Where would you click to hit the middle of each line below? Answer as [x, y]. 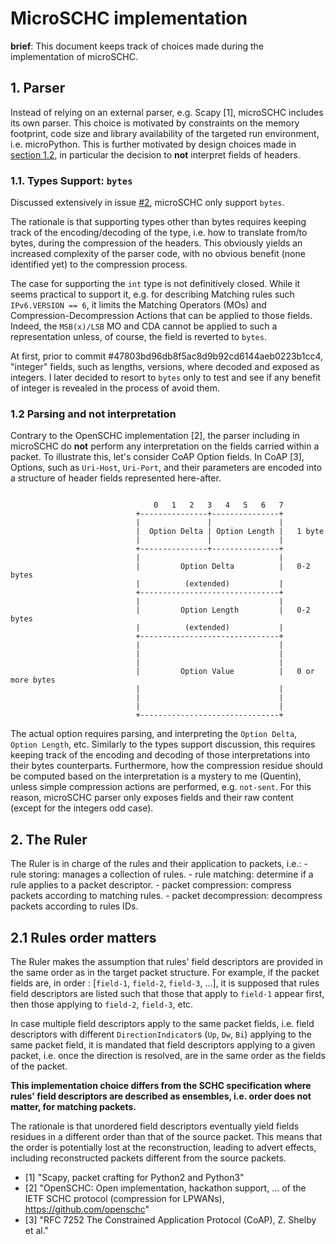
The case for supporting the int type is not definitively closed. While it [155, 284]
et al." [37, 1230]
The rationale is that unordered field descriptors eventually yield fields [155, 1126]
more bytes [33, 680]
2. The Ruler [49, 839]
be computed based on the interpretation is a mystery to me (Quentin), [156, 776]
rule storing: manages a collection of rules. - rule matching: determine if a [162, 874]
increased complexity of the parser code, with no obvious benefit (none [158, 254]
